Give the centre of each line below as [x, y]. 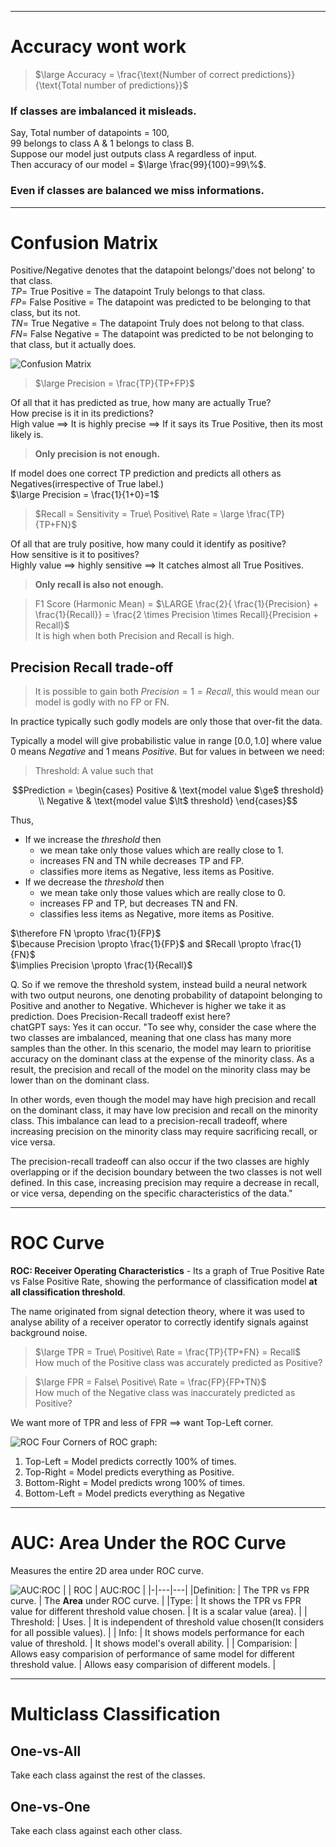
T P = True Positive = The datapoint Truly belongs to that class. [138, 292]
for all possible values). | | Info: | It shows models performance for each [157, 1633]
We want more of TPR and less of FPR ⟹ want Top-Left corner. [142, 1423]
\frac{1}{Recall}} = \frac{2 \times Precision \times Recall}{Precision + [177, 615]
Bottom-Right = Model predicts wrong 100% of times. [135, 1483]
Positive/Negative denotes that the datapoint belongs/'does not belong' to [163, 270]
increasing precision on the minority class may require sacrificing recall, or [164, 1132]
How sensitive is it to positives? [75, 555]
